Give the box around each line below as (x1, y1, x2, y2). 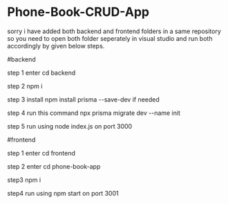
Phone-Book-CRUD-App (7, 4, 150, 20)
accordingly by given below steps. (7, 41, 105, 50)
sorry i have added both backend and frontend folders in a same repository (7, 27, 221, 35)
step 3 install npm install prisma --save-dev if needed (7, 95, 160, 104)
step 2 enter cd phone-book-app (7, 162, 101, 170)
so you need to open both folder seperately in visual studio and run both (7, 34, 213, 42)
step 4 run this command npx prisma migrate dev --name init (7, 109, 181, 117)
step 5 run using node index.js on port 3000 (7, 122, 133, 130)
